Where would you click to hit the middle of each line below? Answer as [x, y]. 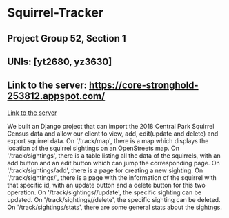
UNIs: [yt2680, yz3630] [60, 61]
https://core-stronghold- [143, 85]
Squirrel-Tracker [56, 13]
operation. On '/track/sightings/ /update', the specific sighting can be [104, 192]
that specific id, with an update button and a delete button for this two [106, 185]
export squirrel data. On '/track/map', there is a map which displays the [108, 140]
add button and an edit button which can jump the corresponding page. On [113, 163]
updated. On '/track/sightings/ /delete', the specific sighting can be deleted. [114, 199]
